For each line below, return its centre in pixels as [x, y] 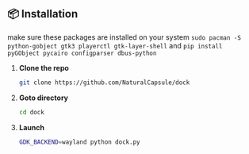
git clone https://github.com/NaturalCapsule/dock [104, 83]
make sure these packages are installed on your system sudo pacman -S [124, 37]
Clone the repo [44, 67]
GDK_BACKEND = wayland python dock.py [79, 142]
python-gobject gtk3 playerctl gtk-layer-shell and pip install [115, 45]
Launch [32, 127]
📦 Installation [43, 14]
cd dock [31, 112]
